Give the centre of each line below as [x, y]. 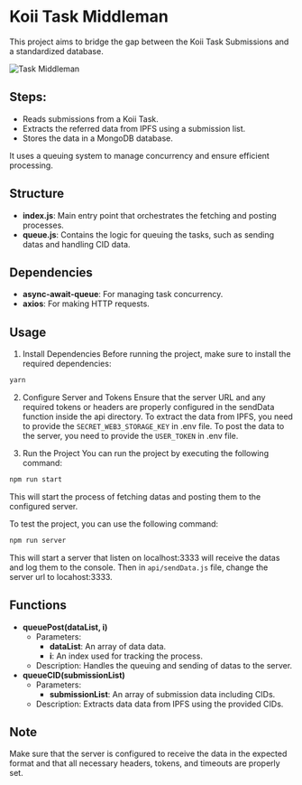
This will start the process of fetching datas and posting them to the [135, 496]
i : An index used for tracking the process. [126, 656]
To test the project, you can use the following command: [114, 523]
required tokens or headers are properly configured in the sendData [148, 407]
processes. [43, 225]
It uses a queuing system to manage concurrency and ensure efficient [140, 155]
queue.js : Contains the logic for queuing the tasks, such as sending [148, 234]
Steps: [28, 97]
